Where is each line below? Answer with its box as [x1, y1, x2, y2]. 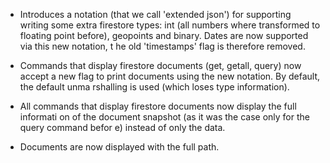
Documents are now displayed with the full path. [19, 141, 220, 153]
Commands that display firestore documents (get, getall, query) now [19, 60, 302, 71]
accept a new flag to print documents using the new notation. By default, [19, 70, 321, 82]
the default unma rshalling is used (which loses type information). [19, 81, 290, 93]
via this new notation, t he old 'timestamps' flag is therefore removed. [19, 40, 306, 52]
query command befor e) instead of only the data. [19, 122, 226, 133]
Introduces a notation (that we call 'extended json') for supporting [19, 9, 292, 20]
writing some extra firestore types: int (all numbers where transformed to [19, 19, 321, 31]
